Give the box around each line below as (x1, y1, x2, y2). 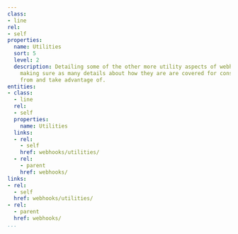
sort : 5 (13, 50, 37, 57)
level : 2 (13, 57, 40, 64)
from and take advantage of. (20, 76, 106, 84)
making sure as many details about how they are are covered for (20, 69, 217, 77)
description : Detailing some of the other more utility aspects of (13, 63, 217, 70)
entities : (7, 83, 37, 90)
